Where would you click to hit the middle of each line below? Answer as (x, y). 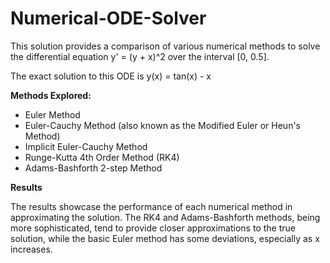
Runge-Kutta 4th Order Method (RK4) (102, 157)
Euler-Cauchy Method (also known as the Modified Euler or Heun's (163, 125)
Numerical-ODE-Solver (108, 18)
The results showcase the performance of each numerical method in (151, 206)
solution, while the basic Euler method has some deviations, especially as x (165, 238)
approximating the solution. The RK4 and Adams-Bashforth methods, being (165, 217)
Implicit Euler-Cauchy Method (86, 146)
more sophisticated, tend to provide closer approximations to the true (153, 228)
